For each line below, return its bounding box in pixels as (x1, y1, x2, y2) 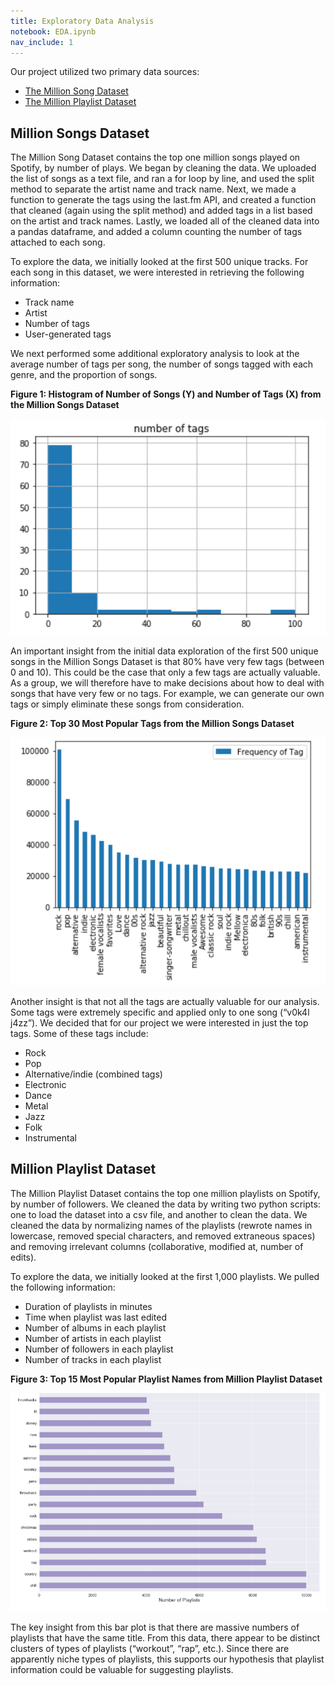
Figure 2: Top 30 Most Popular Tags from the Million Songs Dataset (10, 718, 295, 730)
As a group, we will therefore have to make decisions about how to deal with (10, 677, 325, 689)
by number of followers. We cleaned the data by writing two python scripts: (10, 1198, 321, 1210)
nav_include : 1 (10, 37, 74, 47)
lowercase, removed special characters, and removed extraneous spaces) (10, 1230, 316, 1242)
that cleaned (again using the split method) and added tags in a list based (10, 205, 313, 217)
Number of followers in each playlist (24, 1343, 174, 1355)
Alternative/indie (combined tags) (24, 1068, 163, 1080)
